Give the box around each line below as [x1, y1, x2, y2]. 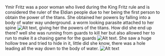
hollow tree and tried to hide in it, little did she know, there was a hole [5, 40, 146, 46]
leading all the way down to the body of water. [5, 46, 99, 51]
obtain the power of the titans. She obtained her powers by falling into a [5, 15, 151, 20]
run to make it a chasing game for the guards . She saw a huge [5, 35, 152, 41]
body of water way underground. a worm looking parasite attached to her [5, 19, 154, 25]
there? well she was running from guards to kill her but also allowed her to [5, 30, 155, 36]
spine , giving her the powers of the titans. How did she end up [5, 25, 152, 31]
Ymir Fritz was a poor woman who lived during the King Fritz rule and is [5, 4, 150, 10]
